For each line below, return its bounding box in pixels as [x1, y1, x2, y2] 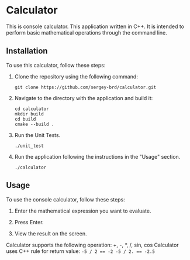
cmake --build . [14, 121, 54, 127]
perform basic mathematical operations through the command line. [6, 29, 168, 36]
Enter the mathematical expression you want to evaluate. [14, 207, 151, 214]
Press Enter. [14, 218, 44, 225]
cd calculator [14, 106, 49, 112]
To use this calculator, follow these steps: [6, 61, 106, 69]
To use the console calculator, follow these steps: [6, 196, 126, 203]
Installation [6, 46, 48, 56]
